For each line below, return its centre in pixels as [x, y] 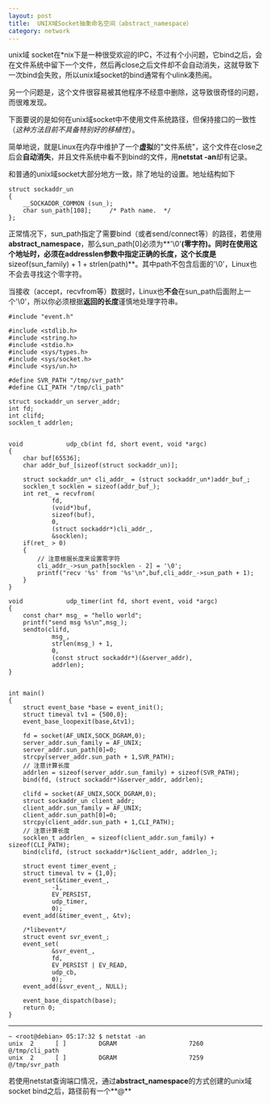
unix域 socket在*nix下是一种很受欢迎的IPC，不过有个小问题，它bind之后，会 [135, 55]
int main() [27, 694]
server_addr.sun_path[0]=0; [70, 750]
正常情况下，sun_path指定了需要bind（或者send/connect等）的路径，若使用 [135, 234]
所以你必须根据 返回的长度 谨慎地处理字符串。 [108, 302]
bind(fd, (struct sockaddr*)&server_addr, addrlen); [113, 780]
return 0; [40, 1008]
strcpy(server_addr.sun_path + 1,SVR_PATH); [99, 757]
